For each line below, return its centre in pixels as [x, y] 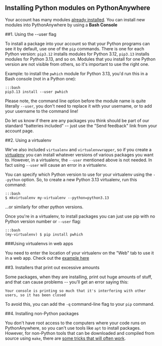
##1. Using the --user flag [31, 34]
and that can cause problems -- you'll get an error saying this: [67, 282]
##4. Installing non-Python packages [42, 313]
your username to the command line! [42, 111]
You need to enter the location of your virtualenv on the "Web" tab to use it [80, 253]
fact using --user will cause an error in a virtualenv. [56, 165]
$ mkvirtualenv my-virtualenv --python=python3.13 [57, 198]
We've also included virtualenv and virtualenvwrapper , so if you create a [78, 149]
